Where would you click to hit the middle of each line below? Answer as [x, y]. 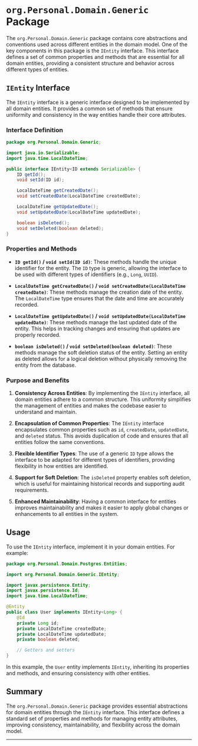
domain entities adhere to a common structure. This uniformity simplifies [103, 399]
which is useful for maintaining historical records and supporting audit [100, 484]
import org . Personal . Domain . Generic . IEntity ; [63, 574]
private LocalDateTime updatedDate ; [62, 634]
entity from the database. [45, 365]
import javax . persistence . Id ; [43, 591]
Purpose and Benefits [38, 380]
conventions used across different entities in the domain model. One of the [97, 44]
